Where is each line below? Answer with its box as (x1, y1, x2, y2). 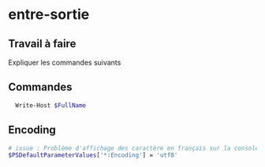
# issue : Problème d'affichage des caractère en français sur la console (8, 144, 259, 152)
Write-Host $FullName (15, 101, 87, 109)
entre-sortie (8, 6, 90, 24)
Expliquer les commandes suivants (8, 58, 121, 67)
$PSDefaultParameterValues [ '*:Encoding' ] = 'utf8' (8, 151, 178, 159)
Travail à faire (8, 37, 77, 50)
